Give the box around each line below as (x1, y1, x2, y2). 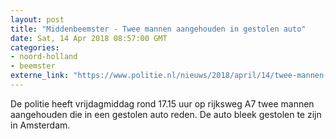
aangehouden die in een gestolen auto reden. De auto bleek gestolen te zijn (10, 108, 322, 120)
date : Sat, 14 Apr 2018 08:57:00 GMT (10, 33, 168, 43)
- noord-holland (10, 52, 78, 62)
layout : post (10, 14, 65, 25)
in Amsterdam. (10, 119, 71, 131)
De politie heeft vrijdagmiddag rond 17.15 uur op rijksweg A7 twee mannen (10, 97, 315, 110)
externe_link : (10, 71, 70, 81)
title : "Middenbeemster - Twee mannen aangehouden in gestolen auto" (10, 24, 307, 34)
